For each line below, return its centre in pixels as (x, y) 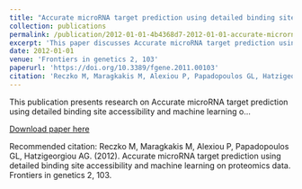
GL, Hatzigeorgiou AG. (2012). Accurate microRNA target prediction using (145, 156)
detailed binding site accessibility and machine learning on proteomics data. (150, 165)
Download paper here (49, 129)
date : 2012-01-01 (42, 51)
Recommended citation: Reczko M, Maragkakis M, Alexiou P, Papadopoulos (149, 146)
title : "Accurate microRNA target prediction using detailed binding (142, 18)
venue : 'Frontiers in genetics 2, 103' (84, 59)
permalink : (30, 34)
